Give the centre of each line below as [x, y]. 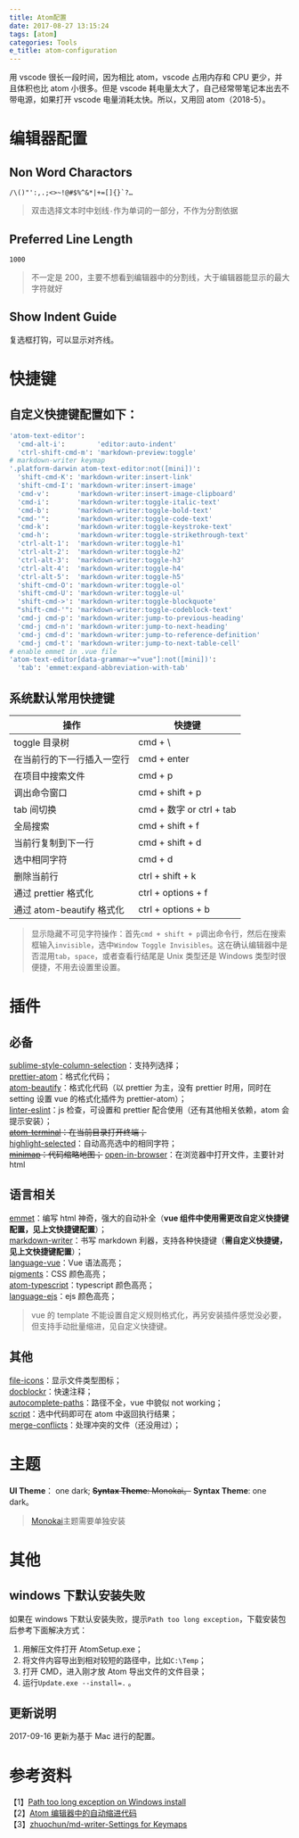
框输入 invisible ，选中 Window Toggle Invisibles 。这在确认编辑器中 [155, 944]
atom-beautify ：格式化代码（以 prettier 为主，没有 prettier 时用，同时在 [140, 1087]
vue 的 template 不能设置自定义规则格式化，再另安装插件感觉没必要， [158, 1315]
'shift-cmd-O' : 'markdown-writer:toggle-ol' [101, 585]
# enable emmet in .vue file [63, 651]
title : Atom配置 [38, 17]
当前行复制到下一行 [54, 842]
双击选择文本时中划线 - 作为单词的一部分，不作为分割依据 [134, 211]
